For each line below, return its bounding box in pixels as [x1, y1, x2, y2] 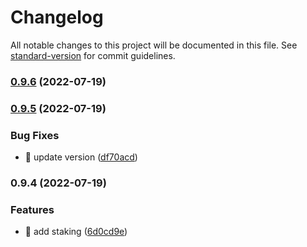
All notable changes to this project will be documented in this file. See [10, 39, 298, 51]
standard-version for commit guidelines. [10, 49, 176, 61]
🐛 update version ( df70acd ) [24, 151, 138, 163]
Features [10, 202, 55, 216]
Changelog [10, 6, 104, 29]
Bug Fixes [10, 128, 60, 142]
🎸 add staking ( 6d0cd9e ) [24, 226, 128, 238]
